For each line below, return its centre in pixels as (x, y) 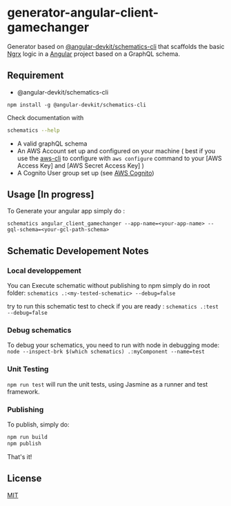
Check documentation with (46, 117)
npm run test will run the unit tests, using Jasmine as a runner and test (108, 384)
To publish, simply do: (38, 425)
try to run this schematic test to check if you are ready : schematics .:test (113, 306)
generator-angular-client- (83, 13)
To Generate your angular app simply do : (66, 211)
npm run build (28, 437)
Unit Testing (28, 369)
